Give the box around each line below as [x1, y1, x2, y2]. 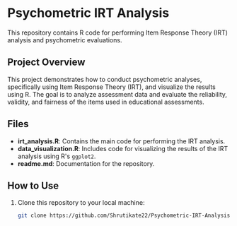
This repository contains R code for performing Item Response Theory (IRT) [7, 28, 229, 37]
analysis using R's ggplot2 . [17, 152, 96, 160]
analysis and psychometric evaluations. [7, 35, 122, 44]
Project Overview [7, 56, 86, 69]
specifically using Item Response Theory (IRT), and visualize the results [7, 83, 216, 91]
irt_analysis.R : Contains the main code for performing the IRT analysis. [17, 136, 226, 145]
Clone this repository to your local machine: [17, 198, 145, 207]
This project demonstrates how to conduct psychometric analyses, [7, 75, 202, 83]
